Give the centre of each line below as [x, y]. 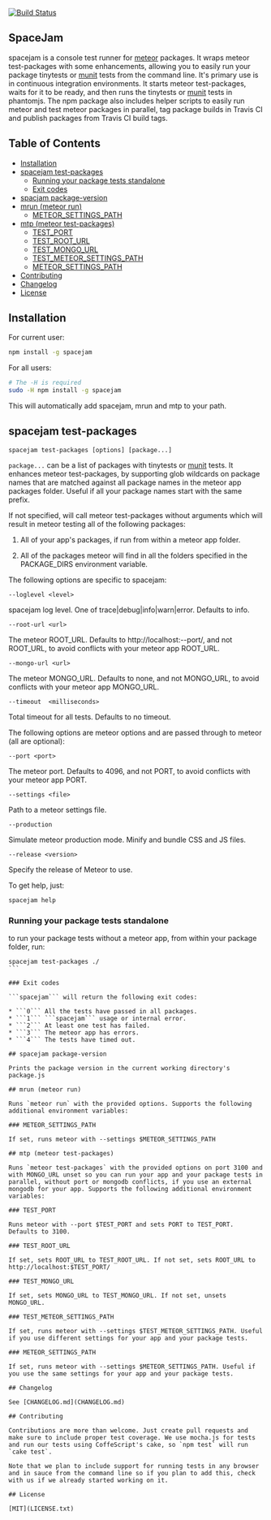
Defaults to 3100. [39, 1232]
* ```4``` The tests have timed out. [72, 1040]
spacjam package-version [64, 197]
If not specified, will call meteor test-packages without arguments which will [135, 515]
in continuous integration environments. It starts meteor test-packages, [127, 83]
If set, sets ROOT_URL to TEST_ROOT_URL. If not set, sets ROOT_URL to [132, 1260]
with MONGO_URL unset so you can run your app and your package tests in [136, 1175]
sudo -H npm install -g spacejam [65, 391]
